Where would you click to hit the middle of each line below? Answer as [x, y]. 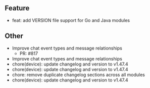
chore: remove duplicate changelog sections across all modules [78, 74]
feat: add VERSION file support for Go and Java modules [71, 20]
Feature [17, 8]
